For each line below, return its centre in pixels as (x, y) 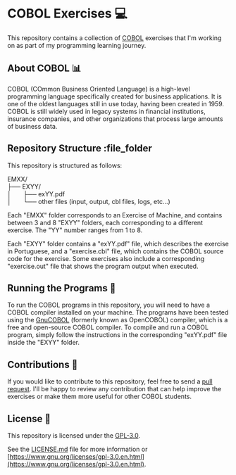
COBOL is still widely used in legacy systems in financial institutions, (106, 111)
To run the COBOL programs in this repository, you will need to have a (108, 305)
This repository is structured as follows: (65, 165)
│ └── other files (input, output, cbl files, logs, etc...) (89, 201)
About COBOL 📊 (44, 69)
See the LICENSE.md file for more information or (77, 449)
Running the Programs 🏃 (62, 288)
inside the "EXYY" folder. (43, 343)
